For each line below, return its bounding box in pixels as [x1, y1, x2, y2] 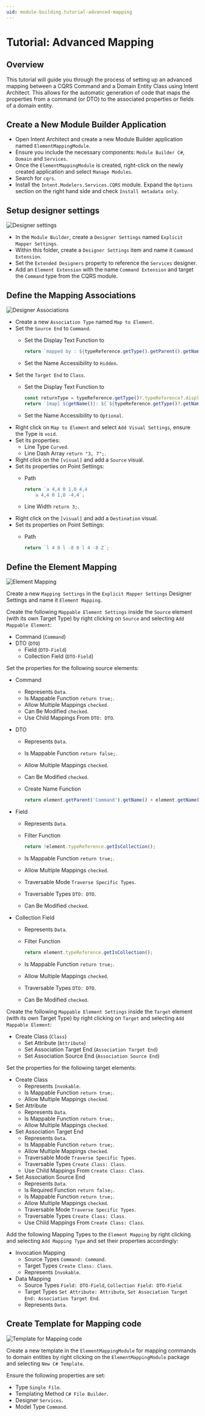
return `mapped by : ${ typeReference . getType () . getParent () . [24, 348, 183, 355]
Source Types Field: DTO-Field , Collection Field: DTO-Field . [24, 1281, 183, 1289]
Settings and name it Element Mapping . [6, 597, 103, 604]
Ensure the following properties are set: [6, 1371, 106, 1379]
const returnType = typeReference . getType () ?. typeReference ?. [24, 395, 186, 401]
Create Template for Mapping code [6, 1319, 142, 1329]
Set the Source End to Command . [15, 325, 91, 332]
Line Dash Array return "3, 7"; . [24, 449, 107, 457]
